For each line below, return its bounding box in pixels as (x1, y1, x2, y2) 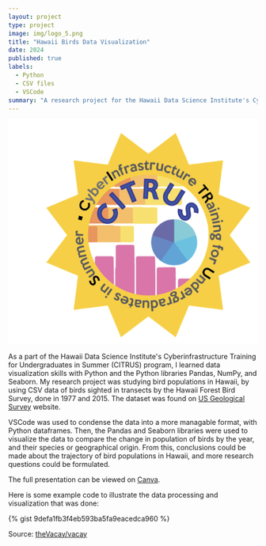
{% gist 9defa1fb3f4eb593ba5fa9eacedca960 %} (8, 514, 170, 523)
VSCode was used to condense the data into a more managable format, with (8, 417, 257, 427)
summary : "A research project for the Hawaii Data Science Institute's (8, 96, 249, 104)
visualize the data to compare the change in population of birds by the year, (8, 434, 255, 443)
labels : (8, 63, 34, 71)
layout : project (8, 13, 62, 21)
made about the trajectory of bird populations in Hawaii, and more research (8, 451, 254, 461)
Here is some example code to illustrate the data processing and (8, 490, 218, 499)
